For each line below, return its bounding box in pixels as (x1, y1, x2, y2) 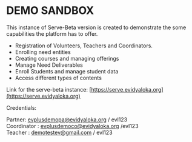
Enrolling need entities (15, 48, 71, 55)
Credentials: (6, 104, 37, 111)
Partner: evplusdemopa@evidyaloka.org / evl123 (6, 116, 128, 123)
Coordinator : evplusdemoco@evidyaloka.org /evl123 (6, 122, 139, 129)
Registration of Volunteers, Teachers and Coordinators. (15, 42, 153, 49)
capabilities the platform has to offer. (6, 30, 98, 37)
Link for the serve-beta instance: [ (6, 86, 92, 93)
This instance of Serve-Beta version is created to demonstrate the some (6, 24, 187, 31)
